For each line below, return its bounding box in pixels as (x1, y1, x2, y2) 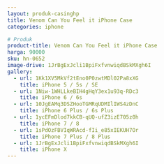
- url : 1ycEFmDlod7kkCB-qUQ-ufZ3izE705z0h (13, 114, 139, 121)
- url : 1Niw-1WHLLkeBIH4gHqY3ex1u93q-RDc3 (13, 88, 139, 95)
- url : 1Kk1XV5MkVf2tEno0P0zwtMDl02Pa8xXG (13, 75, 139, 82)
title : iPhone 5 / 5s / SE (20, 81, 98, 88)
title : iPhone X (20, 146, 68, 154)
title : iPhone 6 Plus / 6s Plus (20, 107, 114, 114)
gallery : (7, 68, 33, 75)
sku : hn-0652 (7, 55, 45, 63)
